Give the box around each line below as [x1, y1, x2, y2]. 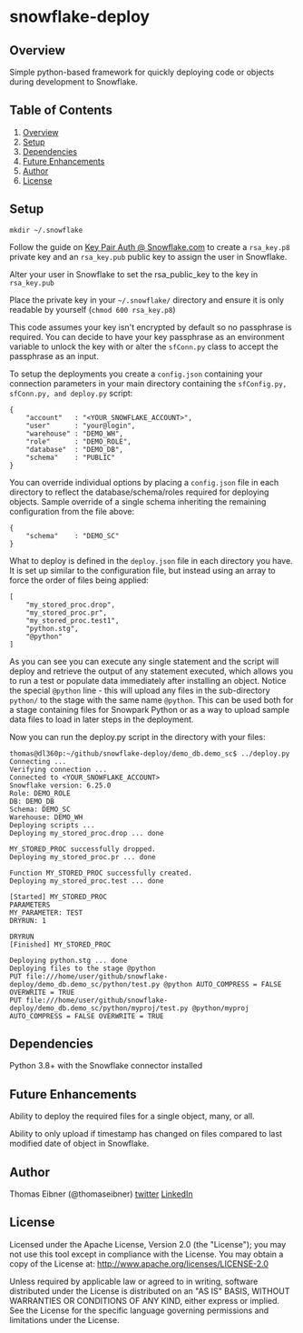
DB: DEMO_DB [9, 797, 54, 806]
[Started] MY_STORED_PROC [9, 892, 107, 901]
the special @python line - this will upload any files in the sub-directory [9, 685, 270, 696]
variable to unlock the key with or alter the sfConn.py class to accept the [9, 341, 279, 352]
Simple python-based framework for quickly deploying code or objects [9, 66, 275, 77]
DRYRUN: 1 [9, 916, 47, 925]
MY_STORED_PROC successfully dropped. [9, 844, 156, 854]
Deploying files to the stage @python [9, 964, 156, 973]
